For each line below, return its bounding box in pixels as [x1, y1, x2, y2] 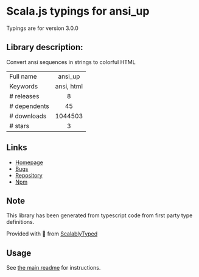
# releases [9, 92, 40, 100]
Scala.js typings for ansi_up [6, 4, 150, 18]
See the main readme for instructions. [6, 264, 101, 272]
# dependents [9, 102, 50, 110]
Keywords [9, 82, 38, 90]
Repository [15, 171, 43, 179]
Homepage [15, 159, 44, 166]
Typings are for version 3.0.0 [6, 24, 79, 32]
